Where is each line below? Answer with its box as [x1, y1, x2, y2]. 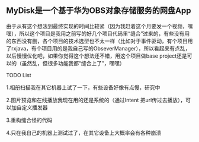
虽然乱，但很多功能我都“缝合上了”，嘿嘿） [21, 59, 126, 67]
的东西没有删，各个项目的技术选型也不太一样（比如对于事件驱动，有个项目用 [6, 37, 193, 45]
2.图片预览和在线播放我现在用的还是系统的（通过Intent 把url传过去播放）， [6, 96, 186, 103]
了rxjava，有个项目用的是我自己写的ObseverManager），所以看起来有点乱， [6, 45, 191, 52]
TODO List [6, 71, 31, 78]
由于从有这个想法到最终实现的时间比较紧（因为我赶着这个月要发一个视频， [6, 23, 188, 30]
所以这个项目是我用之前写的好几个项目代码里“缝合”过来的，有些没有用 [18, 30, 190, 37]
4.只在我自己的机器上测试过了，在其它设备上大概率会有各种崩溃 [6, 129, 162, 136]
